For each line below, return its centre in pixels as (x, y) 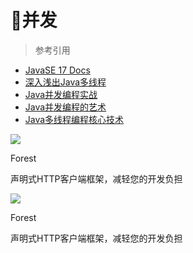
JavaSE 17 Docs (57, 70)
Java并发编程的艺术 (65, 107)
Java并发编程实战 (61, 94)
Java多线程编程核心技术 (74, 119)
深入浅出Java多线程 (65, 82)
